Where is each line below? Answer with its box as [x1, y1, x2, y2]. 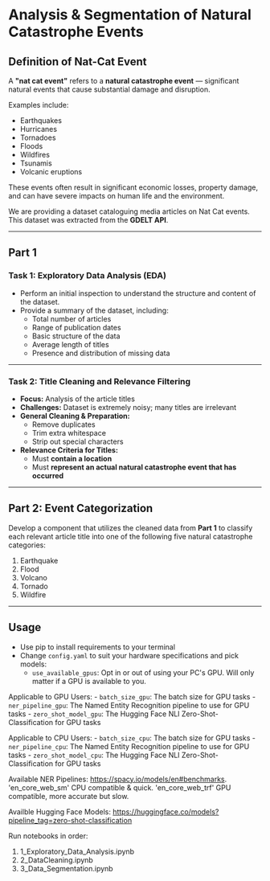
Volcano [19, 572, 48, 582]
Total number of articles [31, 313, 112, 323]
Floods [19, 141, 43, 150]
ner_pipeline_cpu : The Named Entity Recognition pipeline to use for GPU [8, 741, 250, 751]
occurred [31, 470, 64, 480]
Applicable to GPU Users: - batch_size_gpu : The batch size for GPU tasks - [8, 691, 256, 701]
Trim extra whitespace [31, 428, 107, 437]
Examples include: [8, 100, 69, 109]
